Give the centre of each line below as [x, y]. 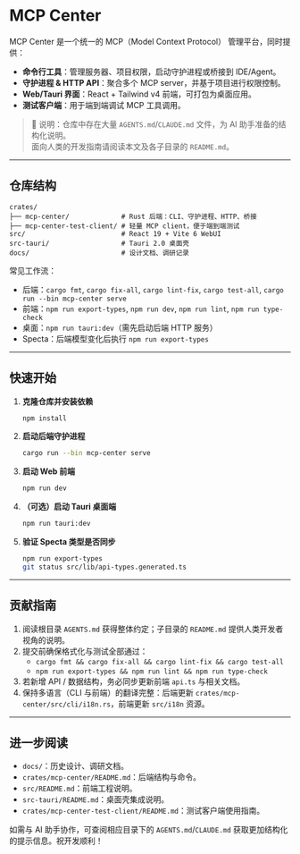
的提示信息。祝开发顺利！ [56, 841]
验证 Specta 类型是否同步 [69, 542]
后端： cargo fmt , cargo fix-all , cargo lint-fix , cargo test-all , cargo [153, 289]
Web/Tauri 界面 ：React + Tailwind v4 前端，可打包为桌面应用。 [139, 94]
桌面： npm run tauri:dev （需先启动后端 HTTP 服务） [120, 327]
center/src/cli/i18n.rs [67, 704]
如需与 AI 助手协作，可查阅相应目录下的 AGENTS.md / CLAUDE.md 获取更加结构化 [149, 830]
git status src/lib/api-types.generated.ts [104, 567]
